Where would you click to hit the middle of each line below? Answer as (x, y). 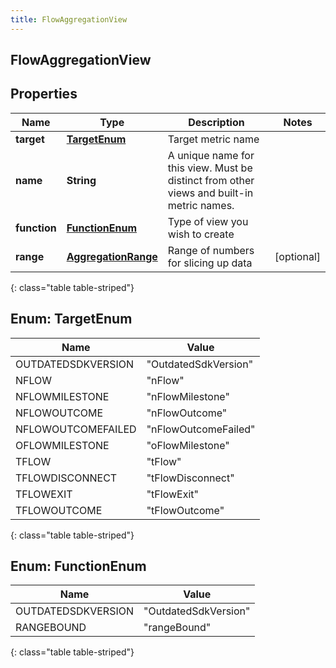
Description (216, 122)
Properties (44, 94)
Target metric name (213, 139)
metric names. (201, 205)
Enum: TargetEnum (71, 319)
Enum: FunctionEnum (78, 566)
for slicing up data (210, 263)
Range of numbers (211, 250)
